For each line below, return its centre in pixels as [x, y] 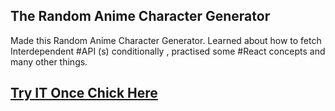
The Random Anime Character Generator [140, 16]
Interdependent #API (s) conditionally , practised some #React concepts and [168, 51]
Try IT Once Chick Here [84, 93]
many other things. [49, 61]
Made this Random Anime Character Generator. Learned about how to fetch [166, 40]
